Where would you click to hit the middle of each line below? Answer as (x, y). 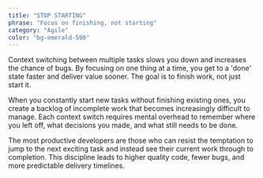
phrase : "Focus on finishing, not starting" (83, 23)
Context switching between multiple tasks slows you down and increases (127, 60)
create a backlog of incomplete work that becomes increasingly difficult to (129, 109)
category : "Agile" (38, 30)
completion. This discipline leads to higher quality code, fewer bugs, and (126, 158)
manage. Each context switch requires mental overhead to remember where (132, 117)
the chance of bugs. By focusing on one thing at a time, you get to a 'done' (130, 69)
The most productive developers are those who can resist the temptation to (131, 141)
